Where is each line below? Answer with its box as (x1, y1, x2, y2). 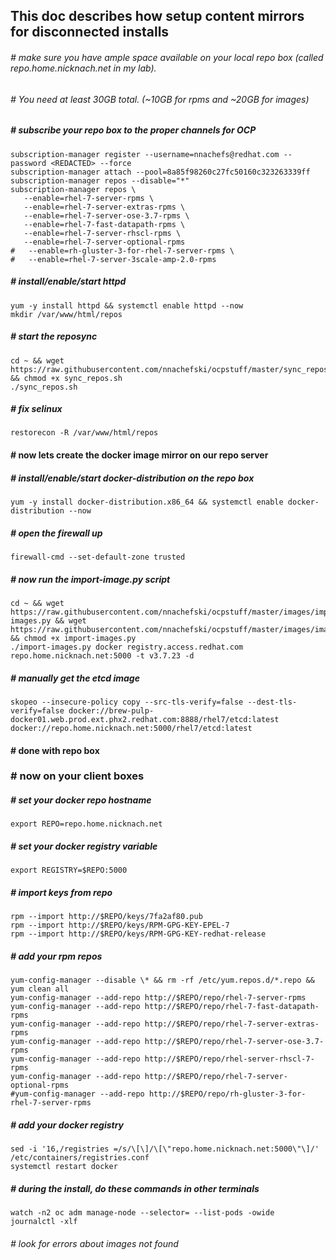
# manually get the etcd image (10, 672, 140, 684)
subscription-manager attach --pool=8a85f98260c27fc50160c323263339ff (10, 167, 311, 177)
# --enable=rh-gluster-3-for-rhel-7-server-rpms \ (10, 245, 235, 256)
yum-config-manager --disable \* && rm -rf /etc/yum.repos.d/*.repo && (10, 975, 315, 986)
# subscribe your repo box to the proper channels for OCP (10, 124, 257, 136)
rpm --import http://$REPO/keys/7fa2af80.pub (10, 912, 203, 922)
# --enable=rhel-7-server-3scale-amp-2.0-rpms (10, 254, 217, 264)
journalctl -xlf (10, 1217, 78, 1227)
